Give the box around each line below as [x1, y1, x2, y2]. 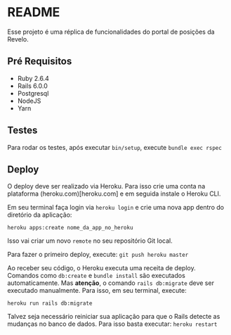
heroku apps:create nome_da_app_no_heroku [7, 225, 133, 232]
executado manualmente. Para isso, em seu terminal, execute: [7, 286, 187, 295]
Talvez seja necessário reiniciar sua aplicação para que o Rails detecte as [7, 312, 220, 321]
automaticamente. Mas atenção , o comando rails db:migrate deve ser [7, 279, 214, 287]
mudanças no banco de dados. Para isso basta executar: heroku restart [7, 320, 218, 328]
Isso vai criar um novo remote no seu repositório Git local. [7, 236, 173, 245]
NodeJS [17, 96, 41, 105]
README [7, 4, 60, 20]
